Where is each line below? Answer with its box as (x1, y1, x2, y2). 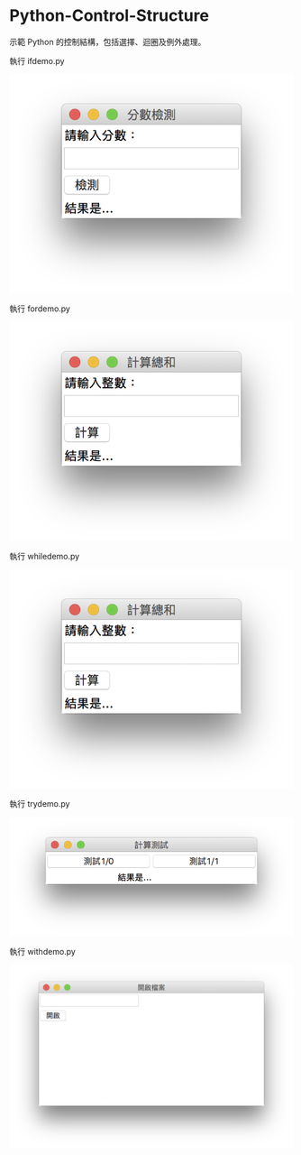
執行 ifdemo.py (9, 55, 65, 66)
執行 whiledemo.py (9, 550, 80, 561)
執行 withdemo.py (9, 947, 77, 957)
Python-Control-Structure (9, 5, 210, 26)
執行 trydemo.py (9, 798, 70, 808)
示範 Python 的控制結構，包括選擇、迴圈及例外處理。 (9, 36, 206, 47)
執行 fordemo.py (9, 303, 70, 314)
